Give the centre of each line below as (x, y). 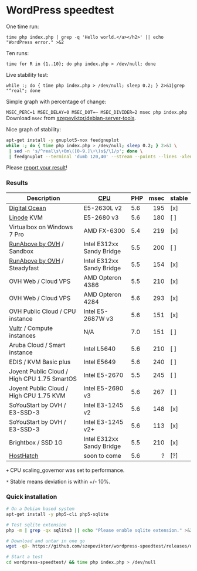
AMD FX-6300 (104, 230)
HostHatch (24, 456)
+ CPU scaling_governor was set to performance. (65, 470)
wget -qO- (18, 546)
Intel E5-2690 (103, 388)
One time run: (23, 26)
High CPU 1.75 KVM (37, 395)
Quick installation (32, 497)
